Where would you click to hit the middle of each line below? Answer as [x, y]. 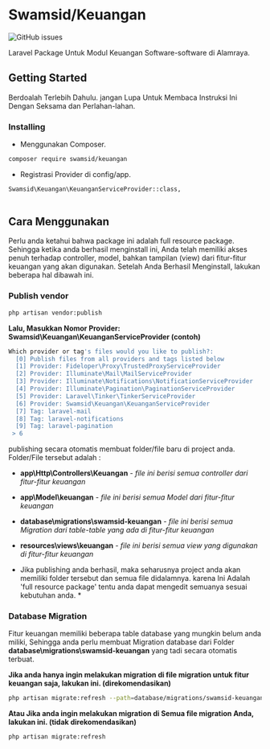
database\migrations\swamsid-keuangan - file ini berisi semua [126, 521]
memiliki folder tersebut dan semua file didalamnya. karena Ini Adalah [135, 578]
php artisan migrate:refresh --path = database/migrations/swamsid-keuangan [136, 698]
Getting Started [48, 78]
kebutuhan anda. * [51, 595]
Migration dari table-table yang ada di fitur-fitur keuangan [117, 530]
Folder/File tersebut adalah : [55, 458]
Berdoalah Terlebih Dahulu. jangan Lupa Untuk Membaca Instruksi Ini [123, 97]
